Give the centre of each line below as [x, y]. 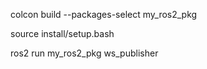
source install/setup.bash [62, 33]
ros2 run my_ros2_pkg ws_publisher [84, 53]
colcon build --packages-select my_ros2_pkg [104, 14]
